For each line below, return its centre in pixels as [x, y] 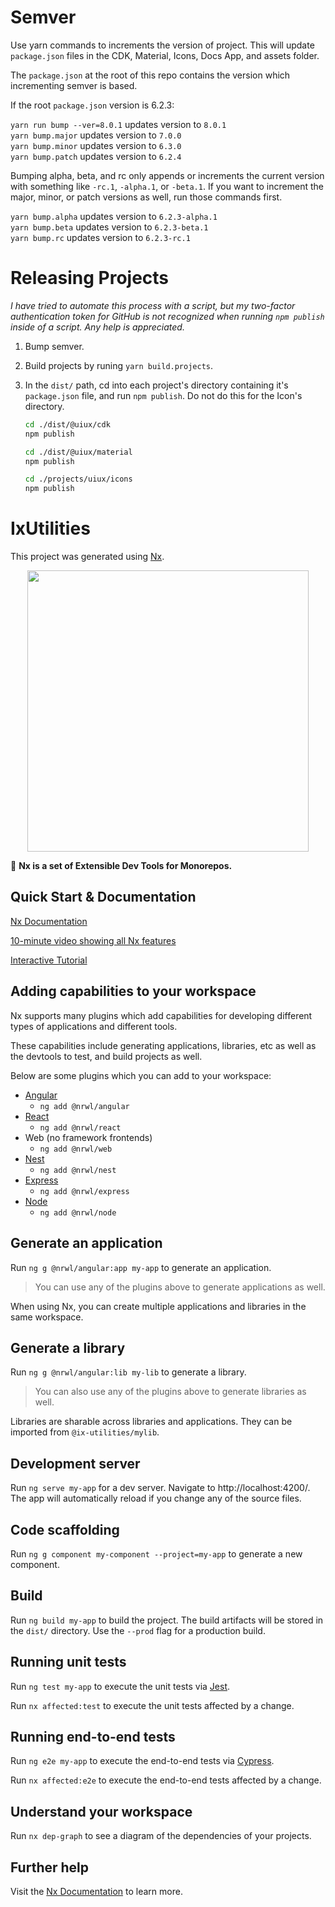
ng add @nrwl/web [76, 1149]
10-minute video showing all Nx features [93, 940]
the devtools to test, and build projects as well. [106, 1056]
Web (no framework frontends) [88, 1137]
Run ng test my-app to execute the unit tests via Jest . [120, 1686]
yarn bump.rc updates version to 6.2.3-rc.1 [100, 237]
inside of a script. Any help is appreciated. [97, 327]
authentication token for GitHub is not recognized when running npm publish [167, 316]
